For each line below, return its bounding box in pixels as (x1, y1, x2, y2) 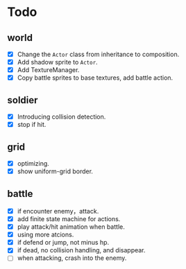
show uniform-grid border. (17, 167, 94, 175)
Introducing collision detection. (17, 112, 106, 121)
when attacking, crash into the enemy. (17, 254, 127, 262)
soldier (7, 94, 38, 106)
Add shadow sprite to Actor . (17, 58, 99, 67)
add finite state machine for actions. (17, 215, 121, 223)
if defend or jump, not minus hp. (17, 238, 110, 247)
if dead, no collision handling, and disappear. (17, 246, 146, 254)
